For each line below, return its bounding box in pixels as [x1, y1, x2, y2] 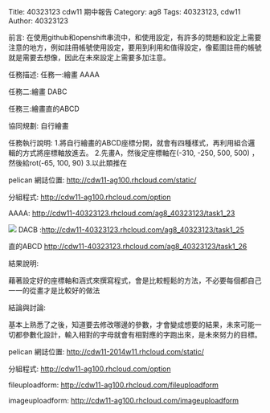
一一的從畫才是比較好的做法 [8, 286, 100, 295]
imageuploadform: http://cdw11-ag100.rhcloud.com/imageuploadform [8, 396, 239, 405]
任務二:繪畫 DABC [8, 87, 67, 96]
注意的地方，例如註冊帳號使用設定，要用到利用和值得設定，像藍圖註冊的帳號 [8, 43, 262, 52]
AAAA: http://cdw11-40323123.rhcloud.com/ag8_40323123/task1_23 [8, 208, 235, 218]
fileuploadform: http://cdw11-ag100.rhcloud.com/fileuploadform [8, 380, 219, 390]
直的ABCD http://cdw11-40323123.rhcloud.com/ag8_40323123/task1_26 [8, 242, 247, 251]
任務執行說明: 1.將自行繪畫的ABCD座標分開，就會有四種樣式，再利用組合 [8, 138, 248, 147]
